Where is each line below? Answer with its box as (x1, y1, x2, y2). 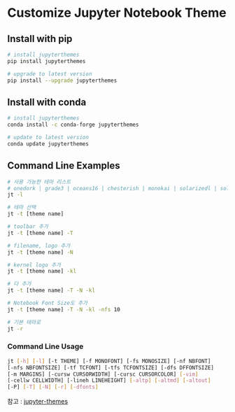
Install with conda (7, 96, 87, 108)
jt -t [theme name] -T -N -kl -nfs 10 (7, 306, 120, 313)
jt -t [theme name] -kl (7, 268, 77, 275)
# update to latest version (7, 134, 90, 141)
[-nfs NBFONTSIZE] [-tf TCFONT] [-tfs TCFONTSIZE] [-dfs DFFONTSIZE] (7, 364, 215, 371)
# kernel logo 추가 (7, 261, 62, 269)
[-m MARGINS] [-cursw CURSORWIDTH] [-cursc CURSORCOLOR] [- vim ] (7, 371, 199, 378)
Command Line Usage (7, 341, 84, 351)
